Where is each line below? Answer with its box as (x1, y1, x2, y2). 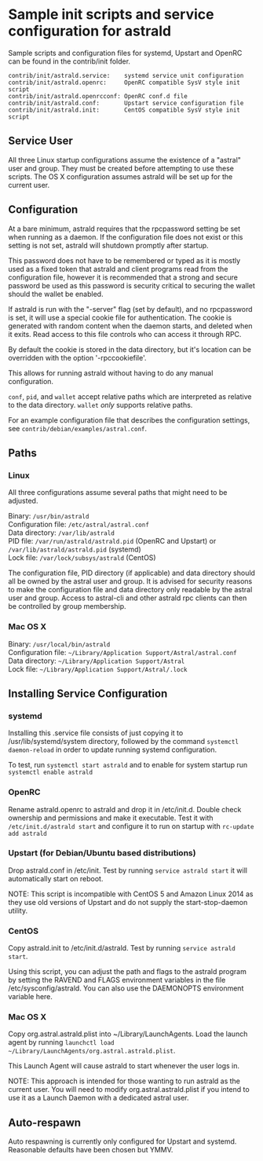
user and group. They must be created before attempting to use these (8, 163, 234, 173)
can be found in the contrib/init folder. (8, 57, 131, 66)
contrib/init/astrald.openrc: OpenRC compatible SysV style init (8, 79, 241, 86)
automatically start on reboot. (8, 873, 104, 883)
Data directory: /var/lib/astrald (8, 528, 115, 537)
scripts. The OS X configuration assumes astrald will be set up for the (8, 171, 233, 181)
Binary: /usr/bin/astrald (8, 511, 89, 521)
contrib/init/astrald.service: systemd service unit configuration (8, 71, 244, 79)
